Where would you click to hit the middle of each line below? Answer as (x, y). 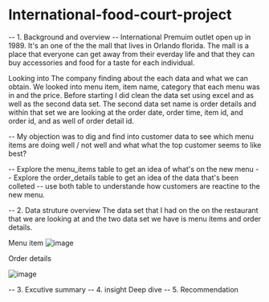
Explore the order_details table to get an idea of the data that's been (126, 178)
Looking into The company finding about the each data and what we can (128, 78)
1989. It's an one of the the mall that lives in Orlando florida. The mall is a (128, 45)
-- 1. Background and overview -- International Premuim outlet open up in (130, 37)
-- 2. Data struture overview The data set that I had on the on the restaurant (133, 210)
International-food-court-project (120, 15)
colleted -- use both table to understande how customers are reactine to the (134, 186)
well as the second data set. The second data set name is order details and (132, 104)
